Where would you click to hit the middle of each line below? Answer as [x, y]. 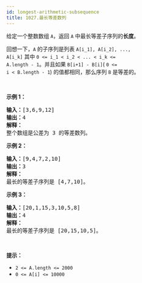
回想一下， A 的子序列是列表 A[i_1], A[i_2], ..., [69, 49]
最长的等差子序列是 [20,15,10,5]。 [54, 230]
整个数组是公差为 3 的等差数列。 [49, 133]
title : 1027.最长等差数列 [37, 18]
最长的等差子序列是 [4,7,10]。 [48, 182]
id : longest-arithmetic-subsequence [53, 12]
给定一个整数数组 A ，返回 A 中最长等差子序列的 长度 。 [73, 36]
